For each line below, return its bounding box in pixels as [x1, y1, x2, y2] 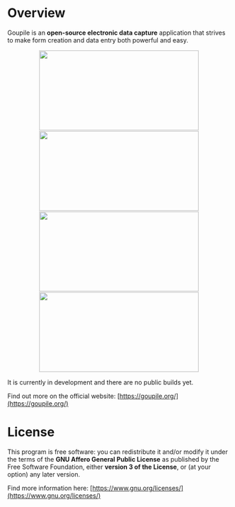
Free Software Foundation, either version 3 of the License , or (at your [7, 462, 211, 471]
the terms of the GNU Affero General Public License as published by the [7, 455, 219, 463]
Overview [7, 5, 66, 21]
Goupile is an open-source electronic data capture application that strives [7, 28, 226, 37]
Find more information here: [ [7, 484, 93, 492]
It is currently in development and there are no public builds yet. [7, 377, 194, 387]
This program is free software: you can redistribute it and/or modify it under [7, 448, 228, 456]
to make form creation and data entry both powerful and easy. [7, 35, 189, 44]
